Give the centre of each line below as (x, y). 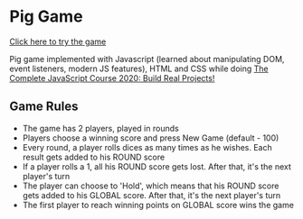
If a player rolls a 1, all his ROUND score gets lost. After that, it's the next (157, 166)
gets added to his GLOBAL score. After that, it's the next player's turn (151, 195)
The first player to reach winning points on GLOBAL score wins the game (158, 205)
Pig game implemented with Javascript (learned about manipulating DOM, (147, 59)
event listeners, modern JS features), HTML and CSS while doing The (139, 68)
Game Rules (44, 107)
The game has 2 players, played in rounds (100, 128)
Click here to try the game (58, 41)
